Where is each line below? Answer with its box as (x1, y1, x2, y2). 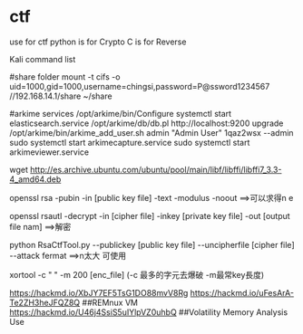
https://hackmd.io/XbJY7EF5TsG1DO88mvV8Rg (9, 287, 189, 298)
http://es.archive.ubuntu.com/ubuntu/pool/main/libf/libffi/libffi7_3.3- (30, 164, 282, 175)
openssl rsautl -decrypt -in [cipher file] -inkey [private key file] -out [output (9, 210, 290, 221)
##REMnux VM (82, 297, 139, 308)
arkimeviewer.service (9, 147, 89, 157)
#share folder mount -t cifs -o (9, 71, 121, 82)
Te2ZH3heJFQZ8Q (9, 297, 81, 308)
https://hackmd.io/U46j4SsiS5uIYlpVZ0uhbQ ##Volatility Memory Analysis (9, 306, 288, 318)
